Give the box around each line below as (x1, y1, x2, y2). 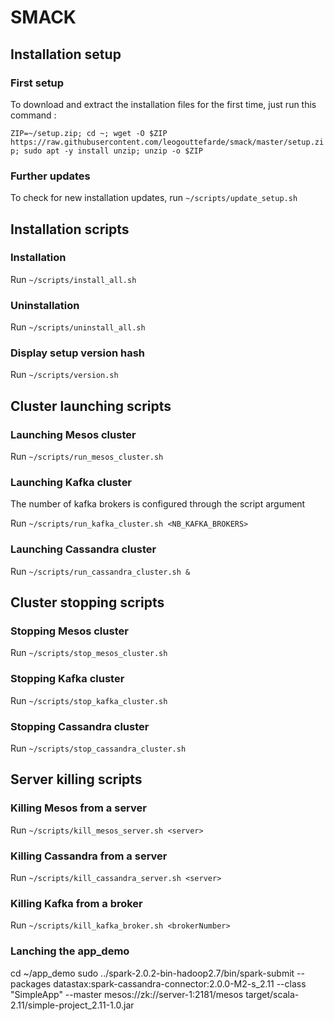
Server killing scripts (10, 771, 143, 788)
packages (10, 977, 52, 990)
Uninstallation (10, 298, 80, 312)
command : (10, 109, 57, 121)
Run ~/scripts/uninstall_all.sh (10, 321, 146, 333)
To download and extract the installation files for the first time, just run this (10, 98, 317, 110)
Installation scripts (10, 221, 130, 238)
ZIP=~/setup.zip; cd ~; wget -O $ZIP (10, 128, 168, 138)
